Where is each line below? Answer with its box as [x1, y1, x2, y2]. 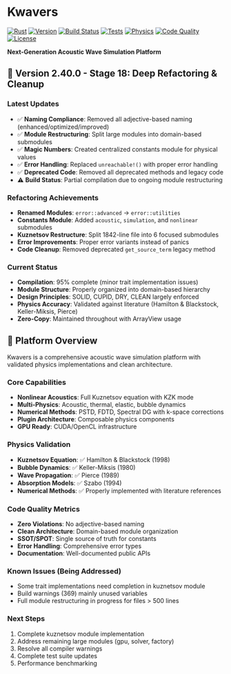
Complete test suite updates [17, 651, 98, 660]
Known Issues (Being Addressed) [7, 566, 122, 576]
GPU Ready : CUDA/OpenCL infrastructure [17, 422, 137, 431]
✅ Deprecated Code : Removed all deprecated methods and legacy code [17, 168, 224, 176]
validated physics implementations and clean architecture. [7, 360, 173, 369]
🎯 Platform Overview [7, 335, 98, 346]
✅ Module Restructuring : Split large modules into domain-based [17, 130, 202, 138]
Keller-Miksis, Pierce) [17, 308, 78, 316]
